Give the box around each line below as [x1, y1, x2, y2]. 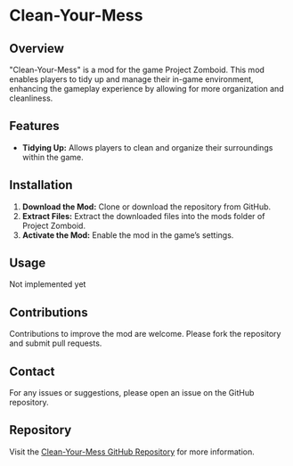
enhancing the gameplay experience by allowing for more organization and [9, 84, 284, 94]
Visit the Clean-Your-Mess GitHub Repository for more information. [9, 446, 256, 457]
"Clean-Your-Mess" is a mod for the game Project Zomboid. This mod [9, 64, 265, 75]
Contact [9, 364, 55, 379]
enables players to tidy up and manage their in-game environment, [9, 74, 254, 85]
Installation [9, 177, 73, 192]
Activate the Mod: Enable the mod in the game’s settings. [21, 229, 234, 241]
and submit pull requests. [9, 338, 102, 348]
